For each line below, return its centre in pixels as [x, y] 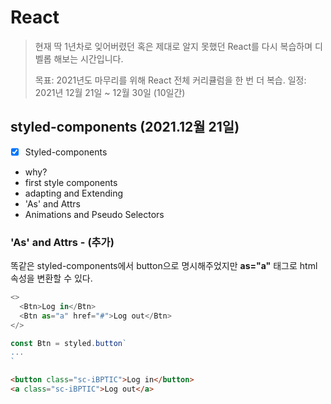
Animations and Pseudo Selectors [94, 214]
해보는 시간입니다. [88, 58]
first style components [71, 182]
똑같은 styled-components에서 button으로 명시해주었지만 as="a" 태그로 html [164, 266]
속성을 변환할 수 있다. [51, 278]
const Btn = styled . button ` [69, 343]
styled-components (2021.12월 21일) [125, 127]
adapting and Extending [74, 193]
